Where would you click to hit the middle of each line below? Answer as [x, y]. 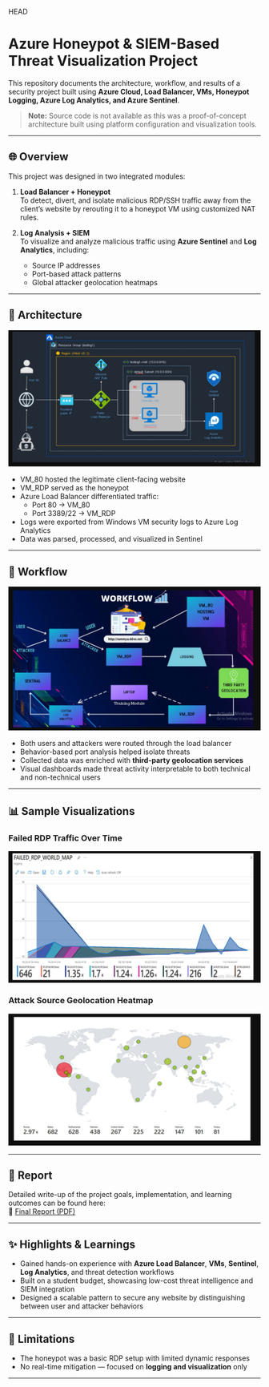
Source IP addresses [66, 265]
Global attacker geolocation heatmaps [95, 282]
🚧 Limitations [42, 1339]
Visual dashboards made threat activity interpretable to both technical [135, 769]
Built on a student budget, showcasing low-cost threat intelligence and [137, 1280]
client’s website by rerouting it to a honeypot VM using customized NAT [138, 208]
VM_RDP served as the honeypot [74, 488]
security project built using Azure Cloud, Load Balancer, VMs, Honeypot [129, 91]
